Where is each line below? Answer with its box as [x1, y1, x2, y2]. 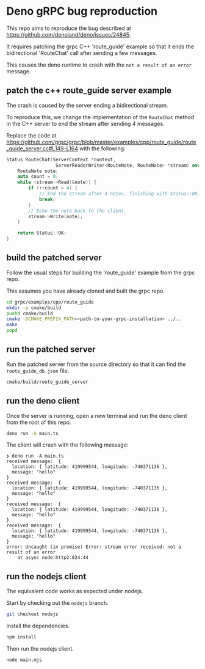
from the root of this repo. [6, 419, 71, 426]
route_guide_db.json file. [6, 367, 70, 374]
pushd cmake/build [6, 310, 53, 316]
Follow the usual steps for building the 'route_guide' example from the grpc [6, 269, 195, 276]
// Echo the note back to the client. [28, 208, 127, 214]
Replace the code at [6, 131, 57, 139]
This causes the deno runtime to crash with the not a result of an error [6, 61, 192, 68]
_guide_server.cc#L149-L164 [6, 145, 78, 152]
